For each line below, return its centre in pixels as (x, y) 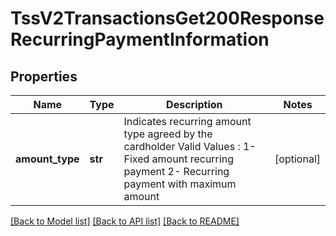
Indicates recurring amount (187, 121)
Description (194, 104)
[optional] (297, 159)
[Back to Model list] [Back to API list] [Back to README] (125, 221)
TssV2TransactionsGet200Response (167, 18)
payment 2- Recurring (176, 171)
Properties (44, 76)
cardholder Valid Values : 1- (190, 146)
